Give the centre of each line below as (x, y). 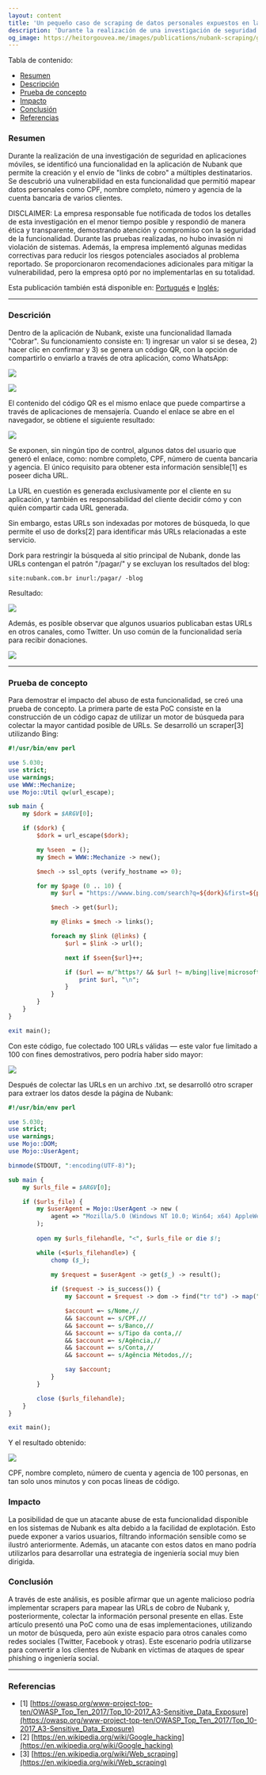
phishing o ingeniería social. (54, 1658)
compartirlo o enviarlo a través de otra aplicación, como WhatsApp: (118, 358)
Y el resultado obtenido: (47, 1443)
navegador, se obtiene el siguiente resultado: (82, 420)
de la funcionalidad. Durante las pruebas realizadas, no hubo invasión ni (125, 238)
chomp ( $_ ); (70, 1260)
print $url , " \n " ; (109, 980)
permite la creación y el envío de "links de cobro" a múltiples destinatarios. (131, 172)
